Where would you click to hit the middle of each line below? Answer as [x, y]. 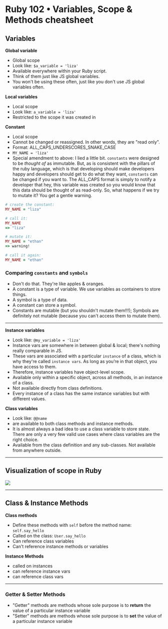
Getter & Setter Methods [35, 594]
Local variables [21, 97]
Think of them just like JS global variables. [56, 76]
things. [19, 295]
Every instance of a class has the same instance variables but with [81, 394]
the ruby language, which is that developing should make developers [83, 169]
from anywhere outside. [37, 451]
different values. [29, 399]
